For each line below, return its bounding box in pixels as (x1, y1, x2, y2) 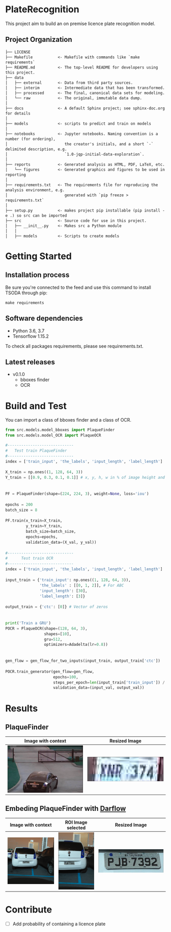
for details (5, 111, 31, 116)
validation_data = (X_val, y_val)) (25, 540, 97, 545)
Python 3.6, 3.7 (12, 328, 45, 334)
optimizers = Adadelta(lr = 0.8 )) (44, 642, 108, 647)
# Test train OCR (5, 556, 53, 561)
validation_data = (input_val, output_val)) (53, 685, 145, 690)
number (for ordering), (5, 136, 56, 142)
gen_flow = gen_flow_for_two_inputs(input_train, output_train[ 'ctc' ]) (5, 658, 160, 664)
